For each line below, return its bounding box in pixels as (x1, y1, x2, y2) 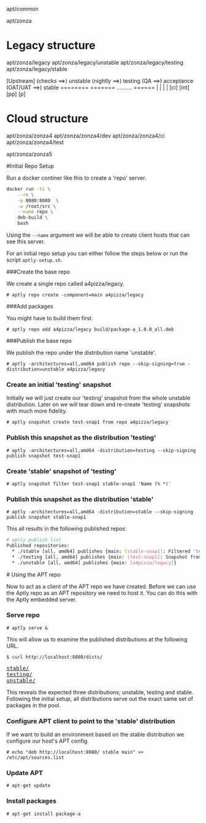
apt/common (6, 6, 39, 12)
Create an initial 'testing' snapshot (6, 380, 112, 389)
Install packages (6, 797, 57, 805)
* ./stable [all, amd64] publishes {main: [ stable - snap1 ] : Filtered (12, 548, 191, 554)
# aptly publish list (6, 537, 62, 543)
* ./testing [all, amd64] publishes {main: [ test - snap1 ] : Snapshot (12, 554, 188, 560)
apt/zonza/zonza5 (6, 150, 52, 158)
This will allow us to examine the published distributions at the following (6, 635, 188, 643)
